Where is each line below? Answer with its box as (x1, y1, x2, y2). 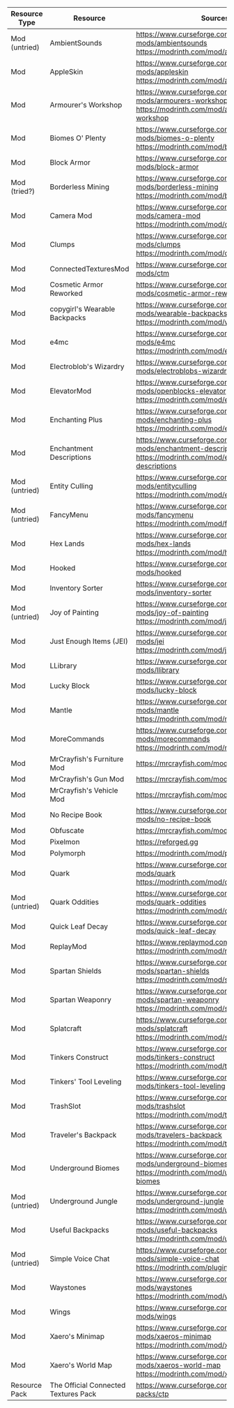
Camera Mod (49, 211, 93, 220)
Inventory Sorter (49, 583, 103, 592)
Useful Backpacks (49, 1225, 109, 1234)
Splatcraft (49, 1024, 82, 1033)
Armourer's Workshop (49, 100, 123, 110)
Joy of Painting (49, 608, 100, 617)
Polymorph (49, 848, 86, 857)
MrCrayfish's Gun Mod (49, 774, 125, 784)
